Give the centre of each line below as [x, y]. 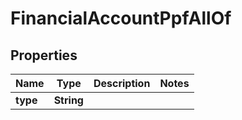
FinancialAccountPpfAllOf [121, 18]
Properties [44, 55]
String [68, 100]
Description [122, 83]
